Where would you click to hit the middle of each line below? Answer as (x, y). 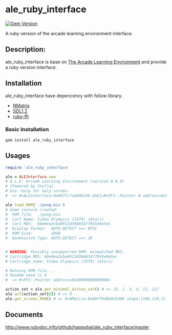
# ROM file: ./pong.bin (33, 214)
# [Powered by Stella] (29, 186)
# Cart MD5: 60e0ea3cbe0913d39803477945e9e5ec (58, 224)
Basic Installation (27, 130)
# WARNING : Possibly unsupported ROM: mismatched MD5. (65, 252)
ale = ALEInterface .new (31, 177)
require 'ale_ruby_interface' (38, 167)
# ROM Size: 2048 (33, 233)
